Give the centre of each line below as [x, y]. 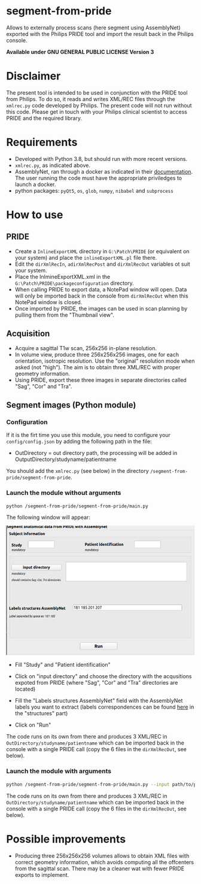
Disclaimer [33, 76]
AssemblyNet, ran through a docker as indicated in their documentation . [104, 171]
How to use [35, 215]
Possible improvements [66, 839]
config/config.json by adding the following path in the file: [79, 442]
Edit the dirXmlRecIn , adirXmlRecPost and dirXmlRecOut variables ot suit [102, 264]
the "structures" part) [41, 713]
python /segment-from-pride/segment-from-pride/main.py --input [88, 784]
